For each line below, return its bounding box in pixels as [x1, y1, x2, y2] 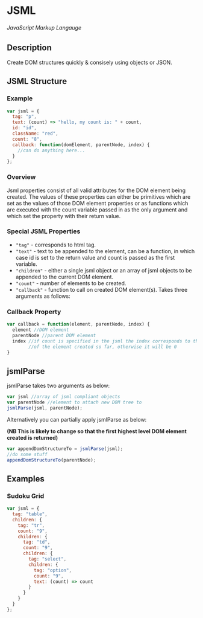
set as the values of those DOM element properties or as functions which [7, 199, 189, 207]
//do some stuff [7, 451, 48, 457]
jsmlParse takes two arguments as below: [7, 382, 110, 390]
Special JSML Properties [7, 227, 81, 236]
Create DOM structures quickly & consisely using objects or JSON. [7, 59, 172, 66]
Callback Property [7, 307, 61, 316]
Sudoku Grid [7, 492, 45, 500]
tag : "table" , [12, 511, 48, 517]
